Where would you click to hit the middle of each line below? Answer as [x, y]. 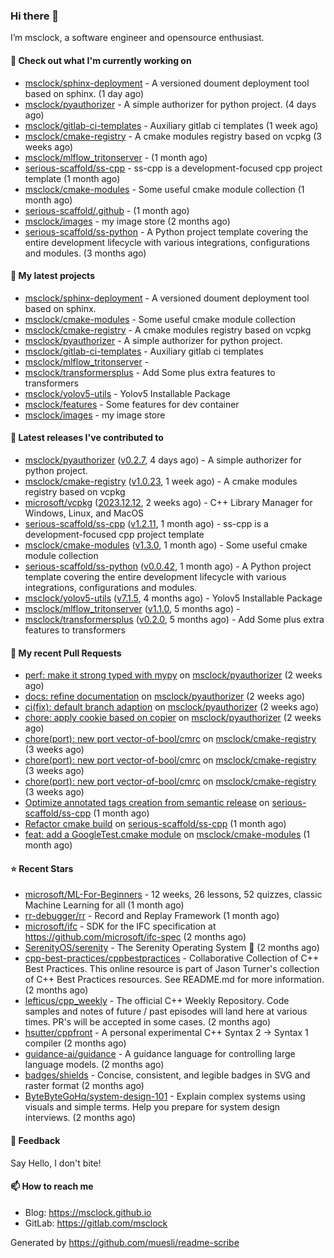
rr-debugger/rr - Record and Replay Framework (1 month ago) [152, 916]
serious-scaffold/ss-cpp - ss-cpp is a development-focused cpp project [173, 168]
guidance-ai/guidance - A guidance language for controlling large [160, 1054]
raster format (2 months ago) [84, 1086]
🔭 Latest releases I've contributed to [87, 438]
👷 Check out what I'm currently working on [101, 60]
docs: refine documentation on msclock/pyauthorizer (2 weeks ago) [165, 696]
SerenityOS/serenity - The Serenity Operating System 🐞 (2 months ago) [172, 948]
